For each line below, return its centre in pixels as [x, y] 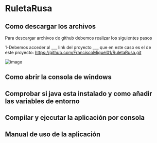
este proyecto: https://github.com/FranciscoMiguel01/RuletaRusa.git [73, 52]
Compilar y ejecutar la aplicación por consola [75, 118]
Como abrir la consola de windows [58, 77]
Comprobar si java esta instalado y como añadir [78, 93]
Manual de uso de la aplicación [53, 134]
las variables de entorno [43, 101]
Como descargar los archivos [51, 26]
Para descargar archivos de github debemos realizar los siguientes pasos [78, 38]
